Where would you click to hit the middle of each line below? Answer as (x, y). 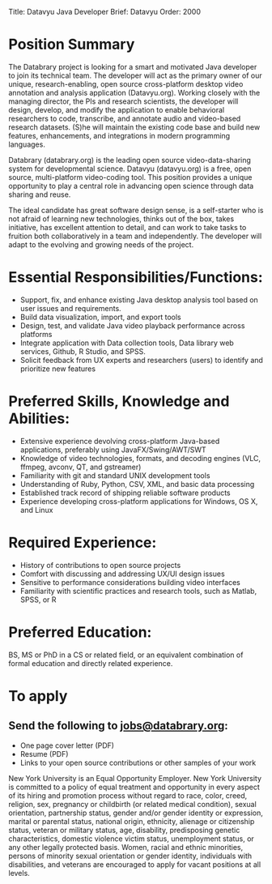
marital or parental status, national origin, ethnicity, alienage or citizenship (132, 821)
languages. (27, 144)
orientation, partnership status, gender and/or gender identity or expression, (136, 813)
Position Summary (72, 45)
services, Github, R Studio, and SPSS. (83, 351)
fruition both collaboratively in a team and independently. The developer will (135, 236)
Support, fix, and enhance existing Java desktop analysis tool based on (139, 300)
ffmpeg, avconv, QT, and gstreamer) (81, 467)
